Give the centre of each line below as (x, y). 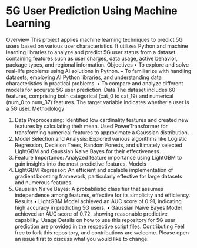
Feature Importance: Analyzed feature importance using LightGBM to (98, 157)
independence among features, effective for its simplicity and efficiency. (102, 195)
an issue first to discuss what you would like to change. (81, 239)
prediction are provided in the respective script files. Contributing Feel (99, 226)
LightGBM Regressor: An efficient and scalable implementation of (94, 170)
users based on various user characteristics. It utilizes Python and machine (97, 46)
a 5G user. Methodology (35, 108)
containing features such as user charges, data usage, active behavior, (92, 58)
